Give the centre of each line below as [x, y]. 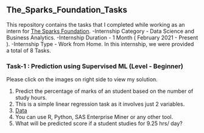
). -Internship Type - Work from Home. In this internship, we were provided [100, 44]
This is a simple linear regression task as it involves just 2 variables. [100, 104]
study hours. [31, 98]
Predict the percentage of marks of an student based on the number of [104, 91]
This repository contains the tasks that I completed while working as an [96, 24]
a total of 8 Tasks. [29, 50]
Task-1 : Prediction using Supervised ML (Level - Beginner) [95, 66]
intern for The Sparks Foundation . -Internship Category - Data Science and [100, 31]
